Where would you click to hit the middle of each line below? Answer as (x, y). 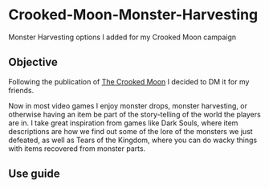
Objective (33, 62)
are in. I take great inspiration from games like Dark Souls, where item (123, 123)
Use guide (34, 174)
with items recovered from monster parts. (77, 148)
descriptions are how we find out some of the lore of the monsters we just (130, 131)
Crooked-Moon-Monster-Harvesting (133, 15)
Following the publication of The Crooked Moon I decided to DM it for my (129, 81)
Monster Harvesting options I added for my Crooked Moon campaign (122, 37)
